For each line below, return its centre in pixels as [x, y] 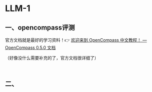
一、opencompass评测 [40, 27]
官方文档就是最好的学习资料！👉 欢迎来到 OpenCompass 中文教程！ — [76, 40]
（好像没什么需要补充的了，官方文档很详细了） [52, 58]
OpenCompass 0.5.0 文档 [30, 47]
